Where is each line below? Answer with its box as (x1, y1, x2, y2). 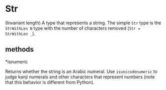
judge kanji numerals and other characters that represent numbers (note (5, 74, 155, 80)
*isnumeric (5, 59, 28, 65)
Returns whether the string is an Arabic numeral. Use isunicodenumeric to (5, 68, 157, 74)
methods (5, 45, 34, 54)
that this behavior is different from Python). (5, 79, 95, 85)
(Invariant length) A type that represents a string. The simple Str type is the (5, 20, 161, 26)
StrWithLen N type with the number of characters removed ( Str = (5, 25, 141, 31)
